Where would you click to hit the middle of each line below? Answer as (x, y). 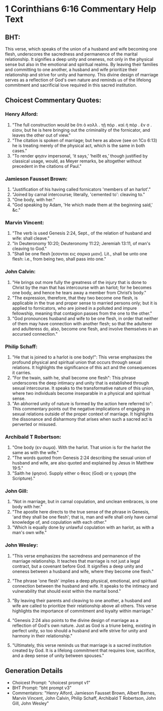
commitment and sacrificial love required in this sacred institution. (71, 85)
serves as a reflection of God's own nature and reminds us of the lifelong (78, 80)
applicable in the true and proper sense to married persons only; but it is (84, 303)
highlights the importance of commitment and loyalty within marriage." (83, 611)
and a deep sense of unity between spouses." (58, 656)
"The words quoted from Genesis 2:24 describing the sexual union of (81, 458)
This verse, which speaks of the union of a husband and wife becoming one (81, 49)
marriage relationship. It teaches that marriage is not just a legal (76, 561)
